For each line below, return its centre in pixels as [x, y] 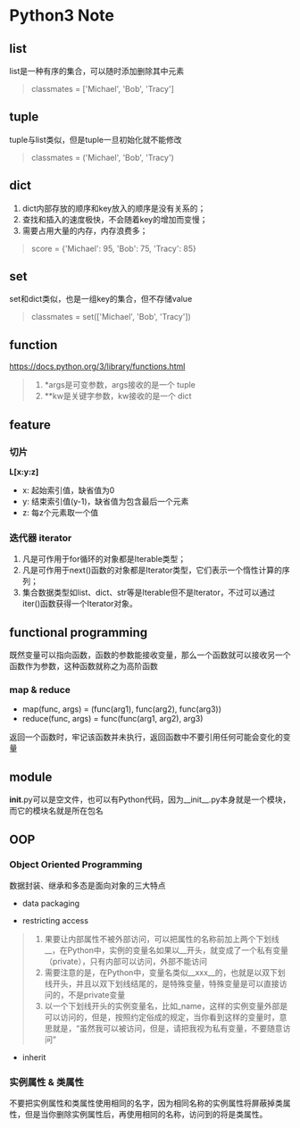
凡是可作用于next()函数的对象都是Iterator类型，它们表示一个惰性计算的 [152, 570]
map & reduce [40, 689]
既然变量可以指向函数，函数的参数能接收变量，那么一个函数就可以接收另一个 [150, 655]
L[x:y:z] [24, 472]
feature [30, 425]
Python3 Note [62, 16]
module [31, 777]
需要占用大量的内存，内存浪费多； [85, 230]
